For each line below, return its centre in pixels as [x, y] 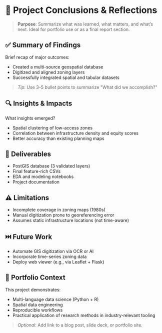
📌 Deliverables [28, 154]
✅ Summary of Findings [43, 45]
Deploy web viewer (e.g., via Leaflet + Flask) [58, 262]
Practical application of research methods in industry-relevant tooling [84, 315]
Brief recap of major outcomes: [37, 57]
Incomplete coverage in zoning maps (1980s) [59, 210]
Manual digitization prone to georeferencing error [63, 215]
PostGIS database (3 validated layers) [51, 166]
